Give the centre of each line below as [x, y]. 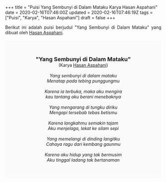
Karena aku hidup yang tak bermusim [83, 155]
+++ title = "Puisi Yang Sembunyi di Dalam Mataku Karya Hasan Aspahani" [81, 7]
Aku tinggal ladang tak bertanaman [83, 160]
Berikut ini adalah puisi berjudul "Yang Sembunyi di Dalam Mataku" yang [83, 27]
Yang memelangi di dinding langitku [83, 139]
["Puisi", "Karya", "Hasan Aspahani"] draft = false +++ [60, 18]
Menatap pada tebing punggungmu [83, 81]
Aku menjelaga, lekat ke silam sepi [83, 128]
